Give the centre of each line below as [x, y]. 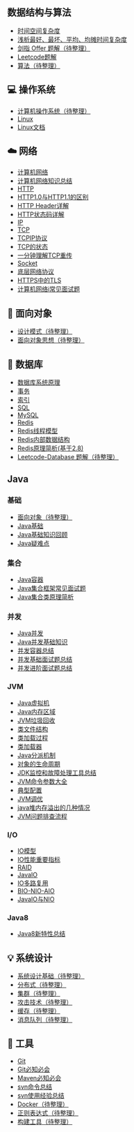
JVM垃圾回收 [36, 720]
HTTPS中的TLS [39, 281]
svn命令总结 [35, 1087]
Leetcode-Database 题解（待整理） [68, 457]
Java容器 [30, 580]
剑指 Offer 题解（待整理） [54, 48]
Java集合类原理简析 [45, 597]
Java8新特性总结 [41, 934]
